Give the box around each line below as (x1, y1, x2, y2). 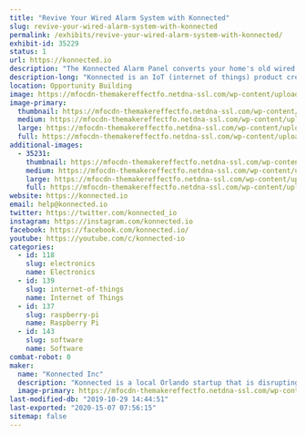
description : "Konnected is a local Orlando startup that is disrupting (17, 378, 300, 388)
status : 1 (9, 47, 47, 57)
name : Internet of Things (25, 293, 125, 302)
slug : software (25, 336, 84, 345)
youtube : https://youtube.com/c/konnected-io (9, 233, 185, 243)
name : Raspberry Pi (25, 318, 100, 328)
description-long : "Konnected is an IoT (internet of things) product (9, 73, 283, 82)
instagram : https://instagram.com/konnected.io (9, 216, 194, 226)
